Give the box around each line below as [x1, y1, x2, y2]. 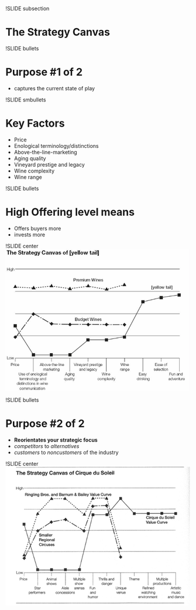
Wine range [13, 173, 42, 181]
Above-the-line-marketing [13, 148, 77, 155]
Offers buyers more [13, 225, 61, 232]
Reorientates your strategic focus [13, 436, 98, 443]
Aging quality [13, 155, 46, 162]
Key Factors [5, 117, 65, 130]
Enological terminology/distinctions [13, 142, 99, 149]
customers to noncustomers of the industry [13, 449, 119, 456]
